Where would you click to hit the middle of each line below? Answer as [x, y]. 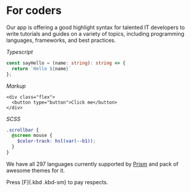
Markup [16, 86]
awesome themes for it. [36, 170]
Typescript [20, 51]
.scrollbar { [23, 130]
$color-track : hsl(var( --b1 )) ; [57, 141]
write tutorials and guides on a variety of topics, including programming [95, 33]
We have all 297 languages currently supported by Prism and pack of [92, 164]
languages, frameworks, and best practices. [61, 40]
